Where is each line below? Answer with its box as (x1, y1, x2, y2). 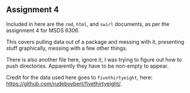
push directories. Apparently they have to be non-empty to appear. (6, 62, 169, 69)
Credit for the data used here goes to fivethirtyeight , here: (6, 73, 153, 81)
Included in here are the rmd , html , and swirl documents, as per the (6, 20, 170, 27)
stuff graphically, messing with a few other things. (6, 44, 128, 52)
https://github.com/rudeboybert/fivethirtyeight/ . (6, 80, 122, 87)
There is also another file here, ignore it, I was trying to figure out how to (6, 56, 182, 63)
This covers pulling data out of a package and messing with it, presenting (6, 38, 185, 45)
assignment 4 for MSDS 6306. (6, 27, 80, 34)
